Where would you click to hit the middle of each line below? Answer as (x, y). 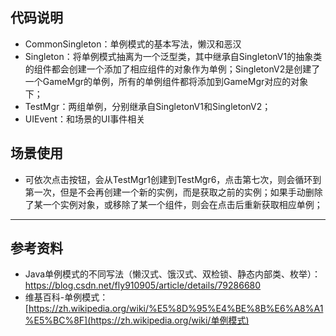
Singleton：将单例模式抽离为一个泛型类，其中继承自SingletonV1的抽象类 (173, 56)
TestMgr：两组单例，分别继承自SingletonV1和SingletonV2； (148, 106)
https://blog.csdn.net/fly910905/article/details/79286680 (143, 285)
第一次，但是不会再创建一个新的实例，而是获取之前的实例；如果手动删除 (173, 192)
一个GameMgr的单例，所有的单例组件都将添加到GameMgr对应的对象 (166, 81)
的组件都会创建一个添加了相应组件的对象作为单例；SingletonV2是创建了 (172, 69)
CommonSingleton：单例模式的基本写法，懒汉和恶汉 (133, 44)
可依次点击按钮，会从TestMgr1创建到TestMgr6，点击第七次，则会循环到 (173, 179)
